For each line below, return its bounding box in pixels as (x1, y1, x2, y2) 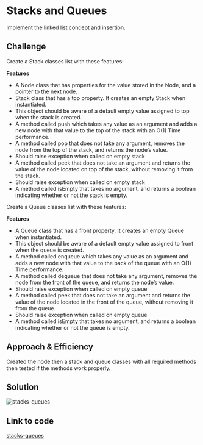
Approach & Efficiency (6, 342, 93, 352)
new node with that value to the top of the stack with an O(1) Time (15, 126, 181, 134)
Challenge (6, 41, 46, 52)
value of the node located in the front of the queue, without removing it (15, 298, 194, 305)
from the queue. (15, 304, 56, 311)
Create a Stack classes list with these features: (6, 57, 124, 65)
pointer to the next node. (15, 88, 77, 95)
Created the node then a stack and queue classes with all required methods (6, 358, 196, 365)
